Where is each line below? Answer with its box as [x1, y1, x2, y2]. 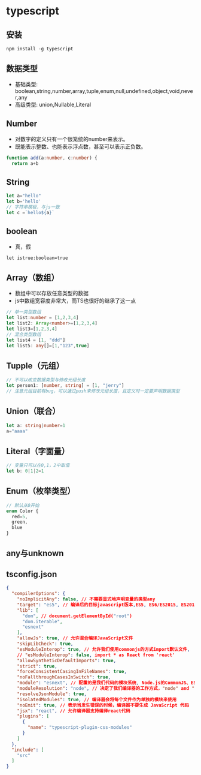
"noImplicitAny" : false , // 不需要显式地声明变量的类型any [17, 596, 156, 602]
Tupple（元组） [6, 361, 65, 371]
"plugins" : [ [17, 713, 50, 719]
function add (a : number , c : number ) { [6, 155, 98, 161]
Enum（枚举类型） [6, 486, 76, 496]
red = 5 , [11, 513, 28, 519]
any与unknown [6, 548, 64, 558]
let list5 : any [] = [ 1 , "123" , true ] [6, 343, 90, 349]
